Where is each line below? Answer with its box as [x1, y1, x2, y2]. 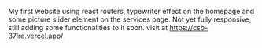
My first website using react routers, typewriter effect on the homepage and [8, 7, 255, 15]
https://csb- [168, 23, 208, 32]
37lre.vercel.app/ [8, 31, 64, 40]
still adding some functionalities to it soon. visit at [8, 23, 168, 32]
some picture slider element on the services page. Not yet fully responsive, [8, 15, 252, 24]
